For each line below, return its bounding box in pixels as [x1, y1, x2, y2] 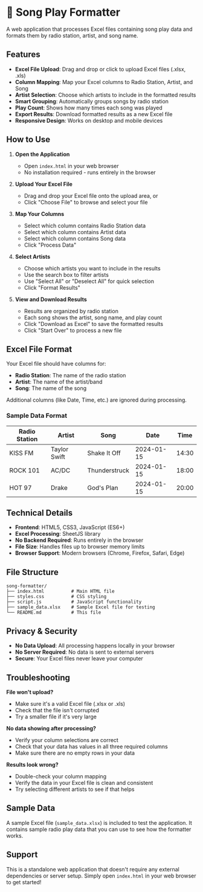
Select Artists [14, 253, 51, 260]
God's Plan [87, 483, 118, 492]
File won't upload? [6, 688, 54, 695]
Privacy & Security [6, 626, 78, 636]
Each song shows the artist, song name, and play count [24, 314, 163, 321]
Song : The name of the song [14, 385, 87, 392]
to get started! [6, 878, 42, 885]
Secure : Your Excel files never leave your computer [14, 655, 143, 662]
